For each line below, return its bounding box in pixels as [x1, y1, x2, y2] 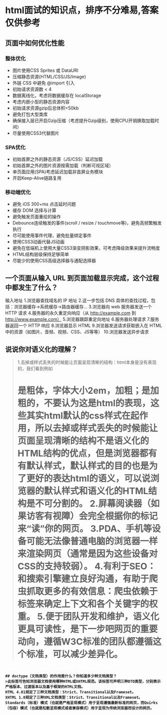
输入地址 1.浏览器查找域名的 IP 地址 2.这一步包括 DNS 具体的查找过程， [5, 297, 151, 304]
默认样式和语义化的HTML [43, 486, 148, 497]
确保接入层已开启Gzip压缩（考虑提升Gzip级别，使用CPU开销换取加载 [12, 117, 155, 124]
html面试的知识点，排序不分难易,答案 [5, 5, 159, 16]
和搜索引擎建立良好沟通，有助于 [17, 573, 149, 585]
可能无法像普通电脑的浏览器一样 [26, 536, 158, 547]
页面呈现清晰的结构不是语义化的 [17, 435, 149, 447]
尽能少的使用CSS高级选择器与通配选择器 [12, 258, 96, 264]
